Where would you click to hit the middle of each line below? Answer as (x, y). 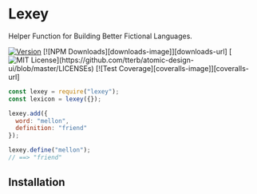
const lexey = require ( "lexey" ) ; (64, 91)
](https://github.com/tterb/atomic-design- (125, 60)
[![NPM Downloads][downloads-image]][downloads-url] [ (137, 51)
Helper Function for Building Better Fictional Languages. (101, 36)
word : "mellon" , (42, 121)
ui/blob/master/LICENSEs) (51, 68)
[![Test (106, 68)
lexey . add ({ (28, 113)
